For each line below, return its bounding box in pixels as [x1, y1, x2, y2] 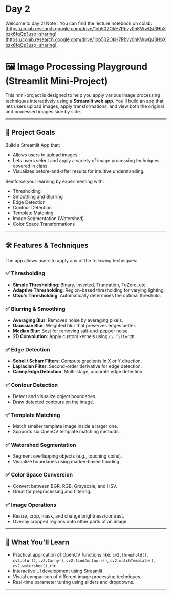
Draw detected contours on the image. [12, 399, 95, 405]
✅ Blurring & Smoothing [5, 305, 66, 312]
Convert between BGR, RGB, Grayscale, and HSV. [12, 483, 118, 489]
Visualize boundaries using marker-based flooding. [12, 459, 121, 465]
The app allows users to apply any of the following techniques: [5, 257, 138, 263]
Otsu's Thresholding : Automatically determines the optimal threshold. [12, 292, 161, 299]
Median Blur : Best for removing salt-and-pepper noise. [12, 328, 130, 334]
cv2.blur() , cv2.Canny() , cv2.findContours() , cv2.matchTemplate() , [12, 557, 155, 563]
